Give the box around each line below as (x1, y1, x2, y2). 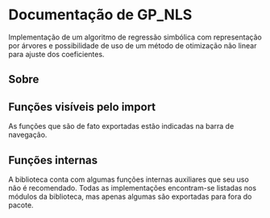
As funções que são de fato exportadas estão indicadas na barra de (8, 121, 235, 131)
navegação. (8, 130, 48, 140)
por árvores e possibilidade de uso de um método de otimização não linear (8, 40, 257, 50)
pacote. (8, 199, 34, 210)
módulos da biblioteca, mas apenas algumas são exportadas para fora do (8, 191, 252, 201)
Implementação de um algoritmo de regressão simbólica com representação (8, 32, 262, 42)
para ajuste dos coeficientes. (8, 49, 105, 59)
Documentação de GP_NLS (8, 6, 193, 24)
